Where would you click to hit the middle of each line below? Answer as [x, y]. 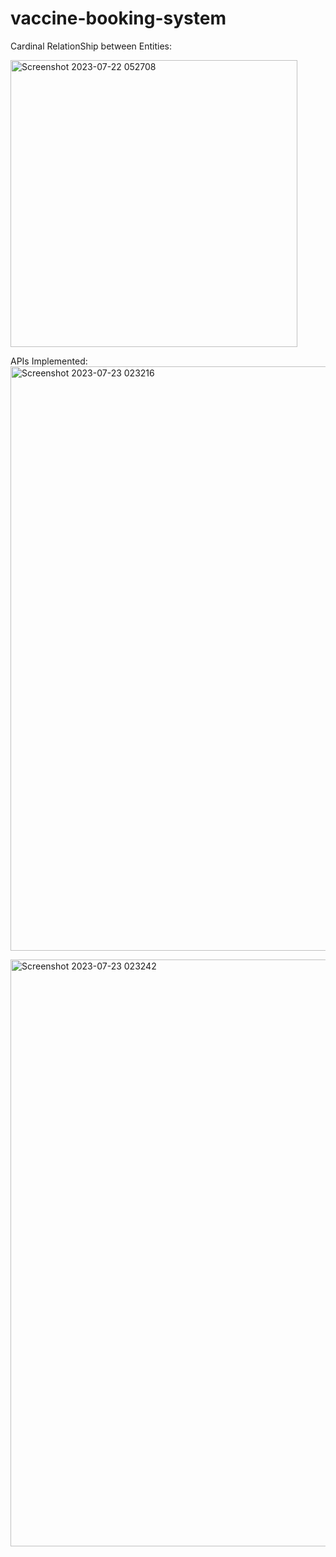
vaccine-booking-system [118, 18]
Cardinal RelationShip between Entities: [91, 46]
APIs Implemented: [49, 361]
